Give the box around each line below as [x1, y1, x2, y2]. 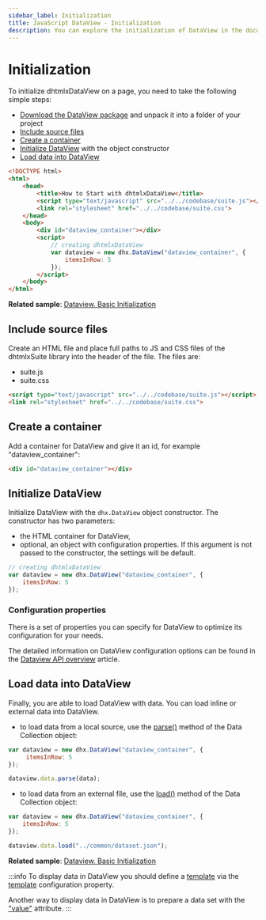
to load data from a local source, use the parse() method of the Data [19, 721, 243, 732]
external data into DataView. [8, 706, 100, 716]
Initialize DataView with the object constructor [19, 144, 170, 153]
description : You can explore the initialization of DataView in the [8, 26, 243, 34]
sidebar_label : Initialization [8, 11, 112, 20]
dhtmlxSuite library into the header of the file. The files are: [8, 352, 201, 361]
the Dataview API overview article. [8, 654, 120, 664]
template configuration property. [8, 880, 115, 889]
